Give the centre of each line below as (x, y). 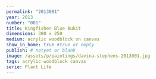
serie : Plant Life (29, 67)
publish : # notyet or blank (41, 50)
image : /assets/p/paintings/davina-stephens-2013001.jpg (78, 56)
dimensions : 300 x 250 (34, 34)
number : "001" (24, 23)
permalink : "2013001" (33, 12)
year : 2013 (20, 17)
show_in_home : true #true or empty (50, 45)
